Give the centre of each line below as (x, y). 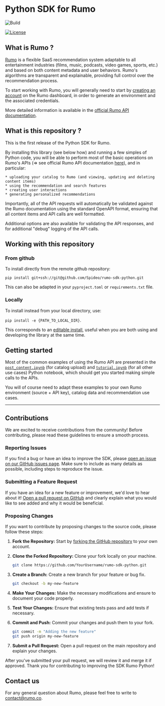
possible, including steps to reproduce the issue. (54, 469)
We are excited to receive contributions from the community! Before (74, 430)
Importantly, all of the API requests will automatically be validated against (79, 203)
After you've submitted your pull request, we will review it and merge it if (78, 660)
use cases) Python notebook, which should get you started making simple (80, 372)
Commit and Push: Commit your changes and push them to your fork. (83, 622)
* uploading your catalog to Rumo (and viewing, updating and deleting (80, 177)
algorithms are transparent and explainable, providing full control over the (80, 75)
